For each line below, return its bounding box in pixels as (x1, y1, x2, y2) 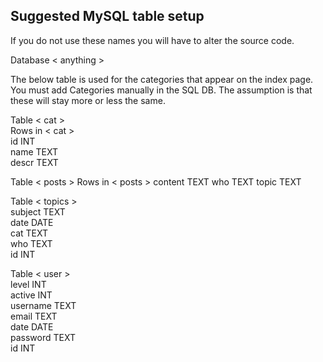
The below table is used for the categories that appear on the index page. (10, 73, 314, 85)
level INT (10, 278, 47, 290)
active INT (10, 289, 53, 301)
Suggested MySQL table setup (10, 8, 205, 25)
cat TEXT (10, 227, 48, 239)
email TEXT (10, 310, 58, 322)
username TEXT (10, 299, 77, 311)
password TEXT (10, 331, 76, 343)
